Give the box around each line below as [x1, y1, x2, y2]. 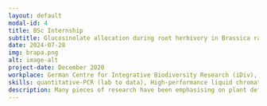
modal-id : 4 [8, 19, 48, 27]
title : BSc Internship [8, 26, 83, 34]
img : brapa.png [8, 49, 59, 57]
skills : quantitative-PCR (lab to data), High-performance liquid [8, 78, 233, 86]
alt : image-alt [8, 57, 59, 65]
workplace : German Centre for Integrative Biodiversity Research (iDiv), [8, 71, 258, 79]
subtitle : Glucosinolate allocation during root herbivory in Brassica [8, 33, 250, 42]
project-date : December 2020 [8, 64, 105, 72]
